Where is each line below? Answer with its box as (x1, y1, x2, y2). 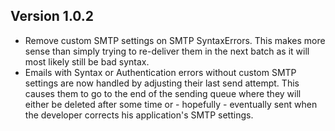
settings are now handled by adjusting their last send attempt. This (24, 77, 300, 89)
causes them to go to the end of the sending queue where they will (24, 87, 302, 99)
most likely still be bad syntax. (24, 55, 150, 68)
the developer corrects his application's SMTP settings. (24, 109, 254, 121)
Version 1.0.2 (10, 8, 95, 25)
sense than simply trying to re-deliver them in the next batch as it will (24, 45, 310, 57)
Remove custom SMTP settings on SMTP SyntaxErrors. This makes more (24, 34, 326, 46)
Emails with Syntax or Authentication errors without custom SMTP (24, 66, 297, 78)
